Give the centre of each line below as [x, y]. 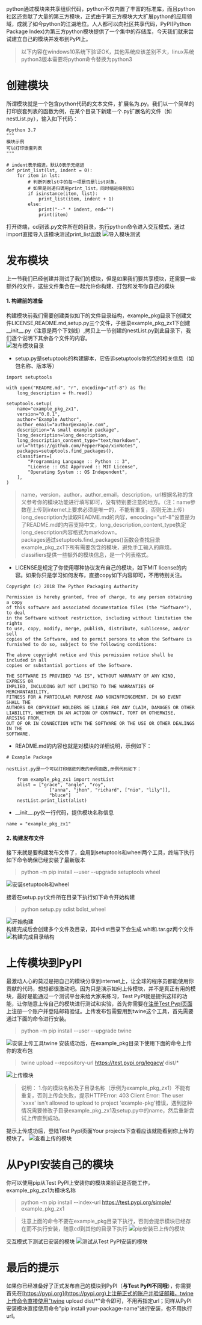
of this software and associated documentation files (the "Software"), [99, 608]
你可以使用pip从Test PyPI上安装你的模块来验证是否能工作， [80, 1183]
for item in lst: [39, 175]
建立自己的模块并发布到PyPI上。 [51, 39]
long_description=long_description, [63, 435]
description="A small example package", [68, 430]
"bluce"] [60, 796]
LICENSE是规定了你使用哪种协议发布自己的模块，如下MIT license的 [98, 568]
